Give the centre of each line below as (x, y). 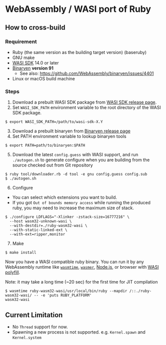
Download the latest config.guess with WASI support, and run (75, 155)
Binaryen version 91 (33, 68)
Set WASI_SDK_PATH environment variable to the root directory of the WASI (86, 108)
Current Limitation (34, 315)
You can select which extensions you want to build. (65, 197)
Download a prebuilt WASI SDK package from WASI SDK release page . (84, 102)
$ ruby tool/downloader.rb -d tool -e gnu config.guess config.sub (76, 174)
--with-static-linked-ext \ (39, 230)
